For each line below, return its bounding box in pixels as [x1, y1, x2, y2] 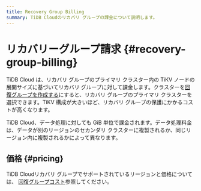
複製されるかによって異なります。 [37, 134, 121, 142]
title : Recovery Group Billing [6, 8, 85, 15]
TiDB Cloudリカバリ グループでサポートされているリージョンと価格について [6, 171, 193, 178]
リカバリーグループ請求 [6, 42, 122, 56]
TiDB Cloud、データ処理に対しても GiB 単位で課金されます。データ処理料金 [6, 119, 192, 127]
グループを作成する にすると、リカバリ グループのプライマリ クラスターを [11, 91, 193, 98]
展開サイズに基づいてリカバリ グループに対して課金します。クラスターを [6, 84, 185, 91]
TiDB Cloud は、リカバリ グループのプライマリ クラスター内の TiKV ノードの [6, 76, 195, 83]
